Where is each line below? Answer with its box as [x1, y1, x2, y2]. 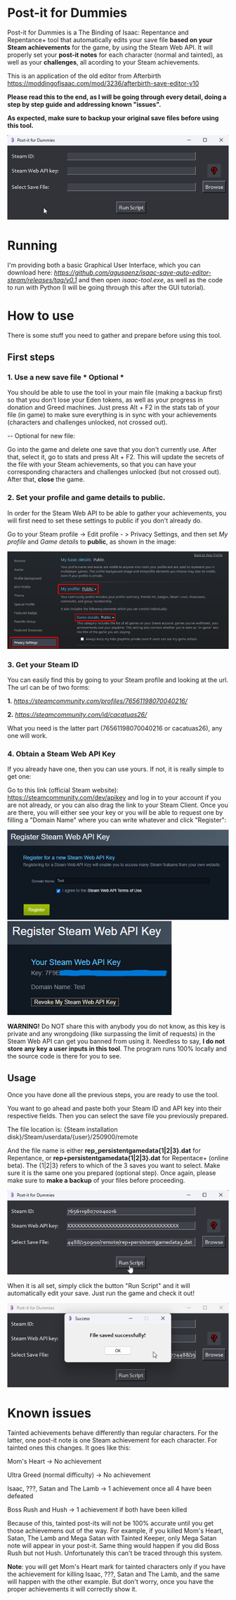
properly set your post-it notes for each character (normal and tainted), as [7, 51, 223, 59]
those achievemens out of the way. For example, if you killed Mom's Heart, [7, 1526, 223, 1535]
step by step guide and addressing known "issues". [7, 100, 162, 108]
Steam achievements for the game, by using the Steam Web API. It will [7, 43, 214, 51]
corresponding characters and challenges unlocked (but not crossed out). [7, 468, 221, 476]
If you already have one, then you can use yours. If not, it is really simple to [7, 765, 225, 773]
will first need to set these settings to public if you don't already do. [7, 516, 202, 525]
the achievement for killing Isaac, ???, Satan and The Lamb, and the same [7, 1570, 220, 1578]
